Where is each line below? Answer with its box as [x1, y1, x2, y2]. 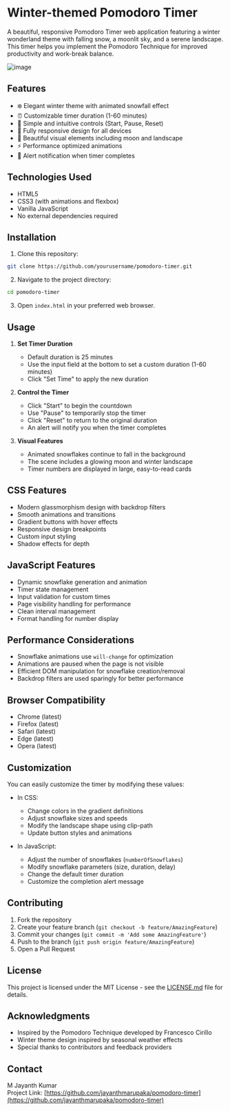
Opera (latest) [17, 742, 57, 750]
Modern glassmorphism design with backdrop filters [17, 502, 166, 511]
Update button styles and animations [27, 829, 132, 837]
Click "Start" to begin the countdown [27, 401, 132, 410]
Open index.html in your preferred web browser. [17, 301, 156, 310]
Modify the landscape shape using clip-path [27, 821, 153, 829]
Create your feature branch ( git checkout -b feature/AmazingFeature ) [17, 922, 218, 931]
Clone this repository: [17, 250, 79, 258]
